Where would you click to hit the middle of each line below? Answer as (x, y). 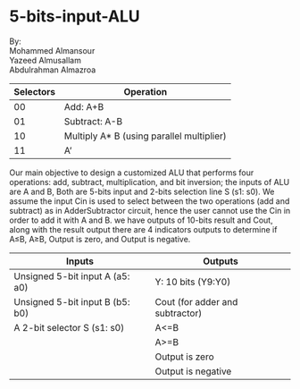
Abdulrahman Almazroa (53, 70)
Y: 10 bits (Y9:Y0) (193, 282)
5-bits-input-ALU (75, 17)
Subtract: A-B (93, 121)
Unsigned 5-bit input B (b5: (72, 301)
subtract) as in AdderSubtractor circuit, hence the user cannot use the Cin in (150, 210)
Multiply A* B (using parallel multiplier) (146, 136)
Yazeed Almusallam (46, 60)
